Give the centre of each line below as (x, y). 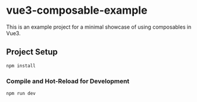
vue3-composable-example (77, 10)
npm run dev (21, 93)
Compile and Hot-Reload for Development (68, 81)
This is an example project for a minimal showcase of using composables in (99, 27)
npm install (21, 66)
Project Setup (32, 52)
